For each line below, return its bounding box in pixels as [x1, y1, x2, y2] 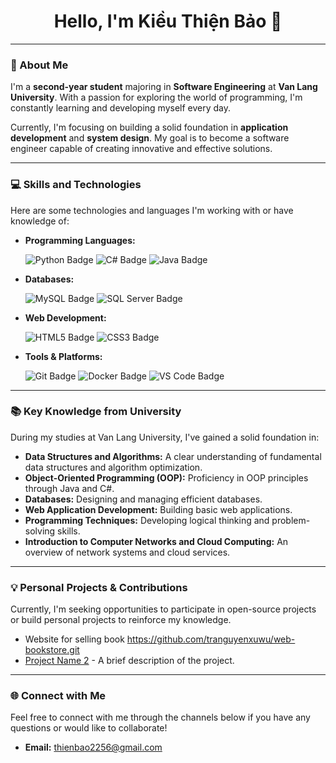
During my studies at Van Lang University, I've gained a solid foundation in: [10, 431, 320, 443]
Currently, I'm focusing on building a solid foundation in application [10, 121, 289, 134]
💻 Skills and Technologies [10, 178, 142, 192]
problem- [271, 514, 311, 526]
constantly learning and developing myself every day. [10, 102, 232, 114]
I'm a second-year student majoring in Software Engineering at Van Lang [10, 81, 318, 93]
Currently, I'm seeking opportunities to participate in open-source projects [10, 603, 317, 615]
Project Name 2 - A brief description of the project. [24, 655, 235, 667]
